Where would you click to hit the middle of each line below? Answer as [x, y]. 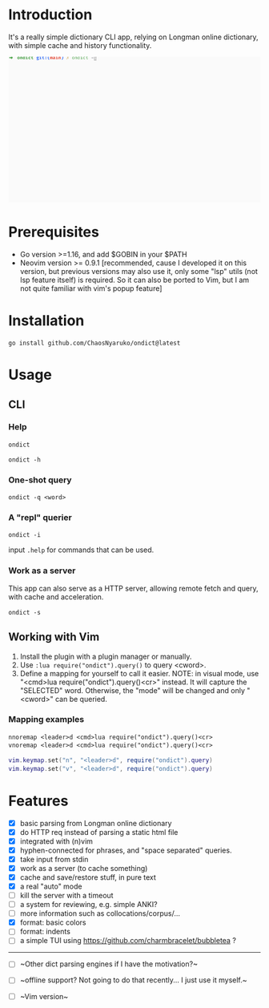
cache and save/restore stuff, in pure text [88, 877]
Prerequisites [54, 232]
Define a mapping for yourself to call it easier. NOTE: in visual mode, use [139, 673]
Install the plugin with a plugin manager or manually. [106, 656]
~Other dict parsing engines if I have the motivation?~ [109, 964]
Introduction [50, 15]
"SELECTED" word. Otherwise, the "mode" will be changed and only [132, 690]
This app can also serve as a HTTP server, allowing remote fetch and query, [133, 588]
